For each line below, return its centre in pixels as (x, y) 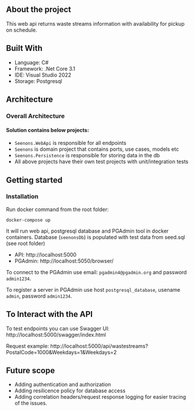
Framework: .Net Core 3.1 (45, 68)
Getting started (34, 180)
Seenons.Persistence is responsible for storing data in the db (87, 156)
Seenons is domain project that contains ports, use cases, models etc (97, 149)
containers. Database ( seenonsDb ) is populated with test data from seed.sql (96, 237)
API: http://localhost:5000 (45, 254)
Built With (24, 48)
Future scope (31, 371)
